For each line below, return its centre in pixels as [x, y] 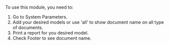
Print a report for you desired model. [50, 33]
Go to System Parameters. [40, 17]
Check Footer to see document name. [52, 38]
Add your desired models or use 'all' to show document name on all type [88, 22]
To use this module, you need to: [39, 7]
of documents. [28, 27]
